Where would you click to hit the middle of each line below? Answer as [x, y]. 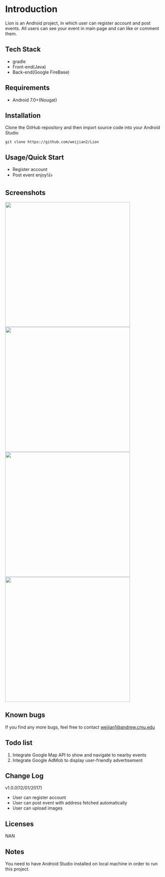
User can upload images [37, 808]
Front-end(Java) [29, 66]
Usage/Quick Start [35, 157]
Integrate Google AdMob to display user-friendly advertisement [78, 760]
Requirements [27, 88]
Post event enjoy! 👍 [32, 175]
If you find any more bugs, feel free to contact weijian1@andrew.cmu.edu [80, 727]
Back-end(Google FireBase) [41, 72]
